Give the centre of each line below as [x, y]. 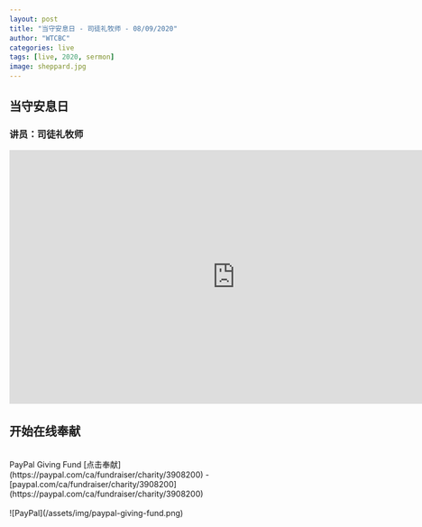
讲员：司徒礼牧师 [46, 134]
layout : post [34, 19]
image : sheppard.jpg [48, 67]
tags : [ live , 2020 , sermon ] [62, 57]
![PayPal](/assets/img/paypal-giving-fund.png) [96, 513]
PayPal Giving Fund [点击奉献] [65, 464]
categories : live [42, 48]
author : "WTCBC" [40, 38]
